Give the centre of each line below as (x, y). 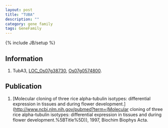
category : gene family (29, 24)
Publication (23, 87)
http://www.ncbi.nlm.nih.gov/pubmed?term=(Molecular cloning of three (89, 109)
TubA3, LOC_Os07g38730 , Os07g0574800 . (57, 70)
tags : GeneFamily (23, 29)
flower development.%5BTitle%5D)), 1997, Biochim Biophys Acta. (80, 120)
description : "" (22, 19)
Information (24, 58)
